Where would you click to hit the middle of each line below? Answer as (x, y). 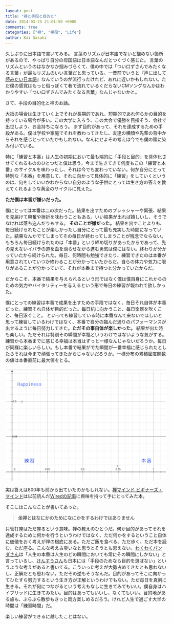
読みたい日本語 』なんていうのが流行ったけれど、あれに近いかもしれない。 (84, 79)
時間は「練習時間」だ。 (30, 606)
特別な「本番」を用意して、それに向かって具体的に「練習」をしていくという (86, 176)
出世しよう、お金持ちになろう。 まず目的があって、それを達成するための (82, 126)
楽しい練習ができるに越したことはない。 (48, 616)
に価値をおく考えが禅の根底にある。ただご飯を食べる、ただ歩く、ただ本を (84, 542)
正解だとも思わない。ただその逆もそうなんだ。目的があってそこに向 (86, 574)
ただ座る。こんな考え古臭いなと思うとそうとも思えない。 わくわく (84, 548)
